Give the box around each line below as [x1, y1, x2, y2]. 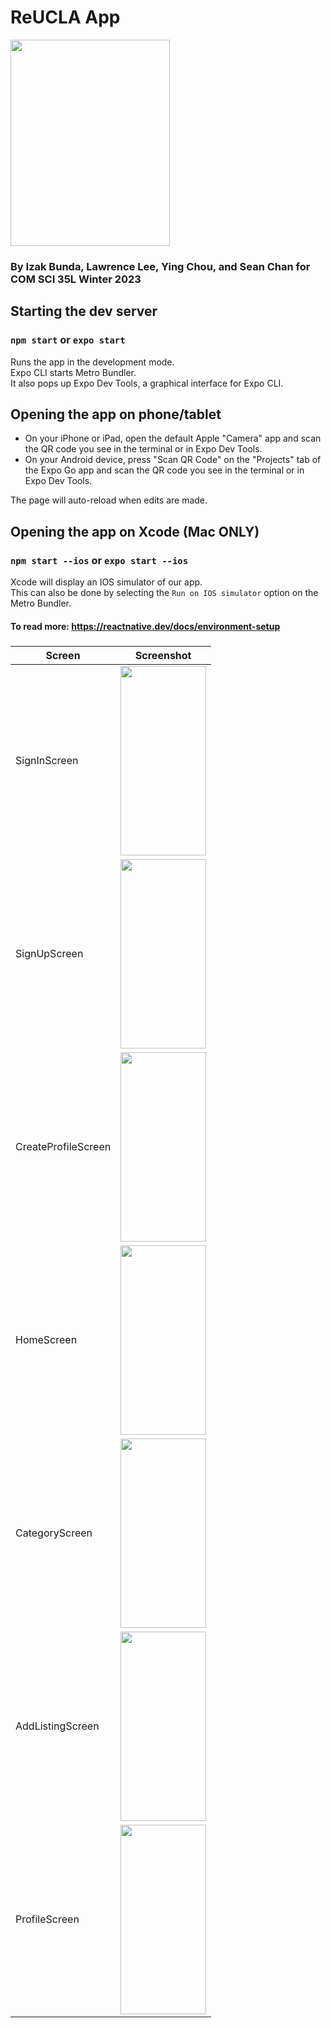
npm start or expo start [10, 333, 126, 347]
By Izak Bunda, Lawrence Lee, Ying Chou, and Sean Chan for [10, 259, 311, 273]
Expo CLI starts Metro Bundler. [10, 366, 137, 378]
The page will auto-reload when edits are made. [10, 494, 208, 506]
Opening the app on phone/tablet [10, 406, 222, 423]
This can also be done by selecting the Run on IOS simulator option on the [10, 587, 319, 599]
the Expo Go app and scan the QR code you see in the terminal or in [24, 464, 305, 476]
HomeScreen [15, 1333, 78, 1347]
